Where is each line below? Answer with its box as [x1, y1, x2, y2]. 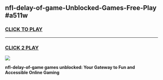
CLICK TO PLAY [5, 26, 43, 33]
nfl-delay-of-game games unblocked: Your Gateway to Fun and [5, 64, 135, 70]
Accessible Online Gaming [5, 69, 60, 75]
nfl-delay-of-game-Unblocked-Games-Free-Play [5, 4, 157, 12]
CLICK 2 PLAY [5, 44, 39, 51]
